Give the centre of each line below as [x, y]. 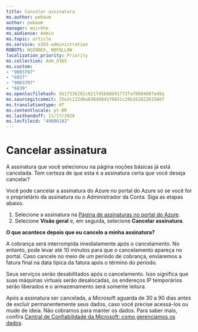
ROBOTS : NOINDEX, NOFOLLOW [39, 50]
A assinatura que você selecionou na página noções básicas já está [88, 167]
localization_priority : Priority [47, 55]
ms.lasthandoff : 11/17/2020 [41, 116]
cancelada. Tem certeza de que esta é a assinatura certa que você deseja [96, 173]
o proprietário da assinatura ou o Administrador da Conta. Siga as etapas [95, 197]
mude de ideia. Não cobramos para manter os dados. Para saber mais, [92, 311]
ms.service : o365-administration [47, 45]
